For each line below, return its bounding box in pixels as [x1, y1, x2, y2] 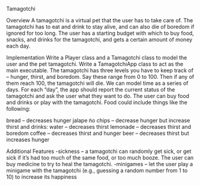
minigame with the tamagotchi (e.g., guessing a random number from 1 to [6, 167, 188, 174]
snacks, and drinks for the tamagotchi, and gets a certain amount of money [6, 36, 193, 43]
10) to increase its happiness [6, 173, 77, 180]
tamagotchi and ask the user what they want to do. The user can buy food [6, 93, 190, 99]
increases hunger [6, 136, 50, 143]
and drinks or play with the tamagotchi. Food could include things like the [6, 99, 187, 106]
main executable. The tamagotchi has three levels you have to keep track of [6, 67, 194, 74]
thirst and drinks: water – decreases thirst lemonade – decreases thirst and [6, 123, 191, 130]
